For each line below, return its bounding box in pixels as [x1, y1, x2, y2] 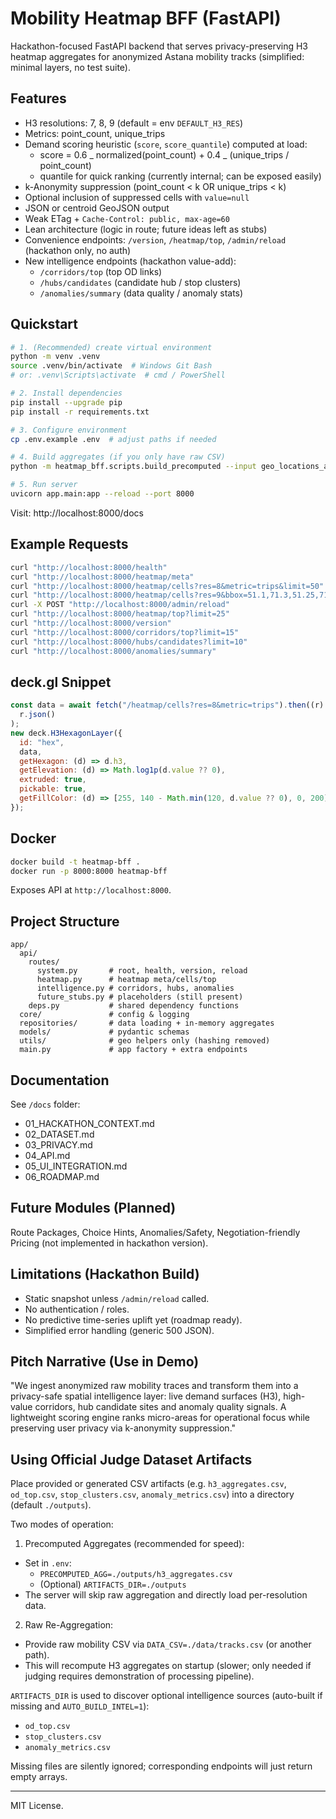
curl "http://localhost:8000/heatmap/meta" [10, 572, 195, 582]
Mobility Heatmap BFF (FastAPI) [10, 7, 282, 30]
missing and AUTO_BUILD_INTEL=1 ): [10, 1700, 150, 1712]
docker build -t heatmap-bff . [10, 857, 141, 867]
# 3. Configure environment [10, 425, 128, 435]
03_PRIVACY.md [24, 1139, 93, 1151]
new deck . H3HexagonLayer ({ [10, 728, 123, 738]
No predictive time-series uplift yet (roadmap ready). [24, 1313, 243, 1326]
